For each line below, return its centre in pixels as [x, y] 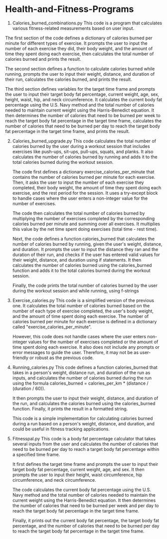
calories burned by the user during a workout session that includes [81, 146]
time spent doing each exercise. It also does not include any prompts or [86, 347]
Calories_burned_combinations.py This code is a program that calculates [87, 23]
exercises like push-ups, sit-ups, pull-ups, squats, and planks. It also [83, 151]
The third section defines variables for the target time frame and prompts [80, 89]
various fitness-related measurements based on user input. [73, 28]
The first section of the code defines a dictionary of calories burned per [79, 38]
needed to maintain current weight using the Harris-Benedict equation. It [80, 110]
